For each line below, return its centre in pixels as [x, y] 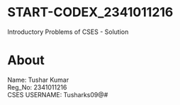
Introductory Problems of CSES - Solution [68, 32]
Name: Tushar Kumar [38, 80]
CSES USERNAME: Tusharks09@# [58, 94]
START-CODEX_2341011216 [90, 12]
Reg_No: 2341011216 [37, 87]
